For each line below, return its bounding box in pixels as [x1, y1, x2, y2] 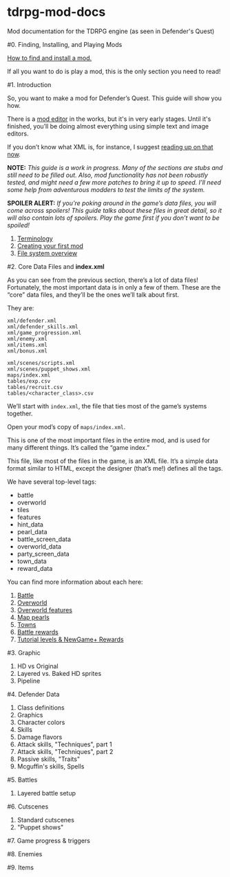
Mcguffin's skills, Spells [17, 762, 85, 771]
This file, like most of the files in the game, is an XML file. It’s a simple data [7, 457, 218, 465]
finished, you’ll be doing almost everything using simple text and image [7, 122, 209, 130]
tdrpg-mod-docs [7, 4, 106, 20]
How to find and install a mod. [7, 53, 92, 62]
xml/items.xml [7, 341, 48, 348]
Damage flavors [17, 733, 63, 741]
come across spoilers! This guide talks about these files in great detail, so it [7, 206, 222, 214]
